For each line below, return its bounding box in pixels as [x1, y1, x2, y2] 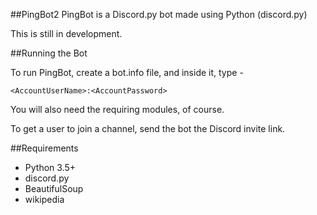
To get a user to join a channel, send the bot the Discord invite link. [10, 123, 286, 134]
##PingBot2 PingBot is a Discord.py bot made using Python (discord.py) [10, 9, 308, 20]
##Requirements [10, 142, 79, 154]
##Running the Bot [10, 47, 88, 59]
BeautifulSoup [24, 183, 84, 194]
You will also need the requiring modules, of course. [10, 104, 225, 115]
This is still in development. [10, 28, 123, 39]
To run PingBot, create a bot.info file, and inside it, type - [10, 67, 244, 78]
